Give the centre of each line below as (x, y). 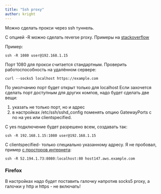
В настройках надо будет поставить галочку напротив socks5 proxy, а (77, 181)
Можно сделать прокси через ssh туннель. (50, 28)
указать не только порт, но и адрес (48, 107)
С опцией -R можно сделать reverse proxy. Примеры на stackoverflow (77, 37)
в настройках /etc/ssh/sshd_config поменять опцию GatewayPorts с (82, 112)
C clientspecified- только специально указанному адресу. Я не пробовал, (81, 144)
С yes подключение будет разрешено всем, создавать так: (66, 127)
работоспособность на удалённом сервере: (51, 69)
